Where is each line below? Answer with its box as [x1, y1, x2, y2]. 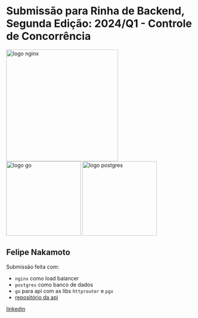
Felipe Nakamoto [6, 247, 70, 257]
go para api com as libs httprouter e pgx [14, 287, 114, 294]
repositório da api [14, 294, 58, 301]
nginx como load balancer [14, 275, 79, 282]
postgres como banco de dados [14, 281, 94, 288]
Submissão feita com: [6, 263, 60, 270]
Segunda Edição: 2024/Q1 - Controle [6, 17, 192, 30]
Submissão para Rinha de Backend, [6, 4, 185, 18]
